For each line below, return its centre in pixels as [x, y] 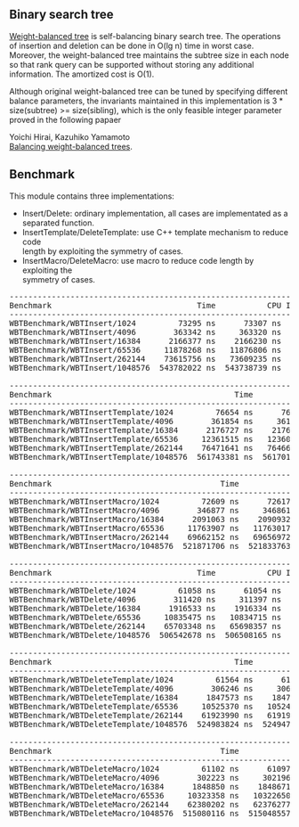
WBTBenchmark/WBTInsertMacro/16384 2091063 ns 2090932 [150, 519]
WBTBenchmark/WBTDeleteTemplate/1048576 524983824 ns [131, 724]
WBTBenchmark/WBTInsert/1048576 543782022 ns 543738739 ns [145, 368]
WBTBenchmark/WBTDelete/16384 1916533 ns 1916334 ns [145, 608]
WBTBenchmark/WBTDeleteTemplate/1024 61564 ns [131, 680]
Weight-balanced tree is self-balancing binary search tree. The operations [145, 36]
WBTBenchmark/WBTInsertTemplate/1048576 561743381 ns [131, 457]
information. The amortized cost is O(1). [82, 74]
